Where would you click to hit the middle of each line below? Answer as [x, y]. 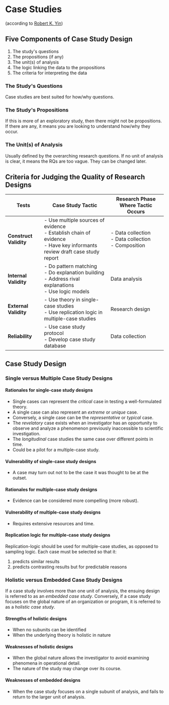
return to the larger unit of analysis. [49, 697]
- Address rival [62, 279]
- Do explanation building [74, 273]
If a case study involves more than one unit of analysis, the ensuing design [82, 591]
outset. [20, 478]
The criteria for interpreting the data [50, 73]
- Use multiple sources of [74, 220]
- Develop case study [70, 339]
